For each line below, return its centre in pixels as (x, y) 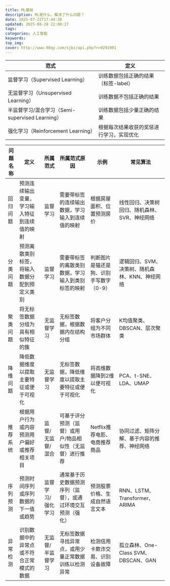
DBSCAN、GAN (138, 560)
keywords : (16, 39)
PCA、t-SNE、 (137, 375)
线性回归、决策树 (139, 202)
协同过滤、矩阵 (137, 431)
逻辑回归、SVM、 (140, 261)
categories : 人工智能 (27, 34)
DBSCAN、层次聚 (140, 328)
